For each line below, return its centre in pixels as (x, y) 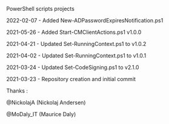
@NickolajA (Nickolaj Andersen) (46, 103)
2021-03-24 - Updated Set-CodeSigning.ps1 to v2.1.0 (73, 67)
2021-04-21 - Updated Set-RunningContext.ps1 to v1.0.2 (76, 44)
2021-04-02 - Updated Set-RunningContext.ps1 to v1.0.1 (76, 56)
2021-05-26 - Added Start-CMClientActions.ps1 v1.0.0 (74, 32)
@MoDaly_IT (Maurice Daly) (41, 114)
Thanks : (17, 91)
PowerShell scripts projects (40, 9)
